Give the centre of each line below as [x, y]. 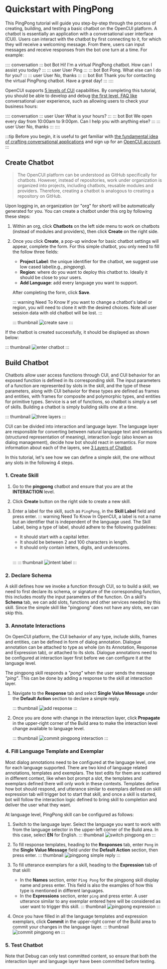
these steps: [18, 216]
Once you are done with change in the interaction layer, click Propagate [86, 718]
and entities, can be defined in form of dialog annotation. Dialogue [73, 642]
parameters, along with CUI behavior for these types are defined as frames [82, 391]
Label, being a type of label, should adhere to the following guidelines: [84, 527]
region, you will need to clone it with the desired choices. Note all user [84, 307]
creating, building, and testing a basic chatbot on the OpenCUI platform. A [81, 28]
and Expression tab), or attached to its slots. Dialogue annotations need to [81, 653]
